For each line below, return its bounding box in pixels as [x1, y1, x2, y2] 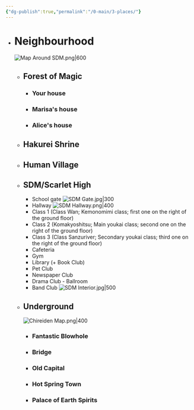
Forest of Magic [23, 71, 82, 81]
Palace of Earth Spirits [31, 396, 98, 404]
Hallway [31, 202, 52, 209]
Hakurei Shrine [23, 139, 79, 149]
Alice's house [31, 121, 72, 129]
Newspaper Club [31, 271, 74, 278]
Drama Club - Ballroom [31, 278, 88, 285]
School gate [31, 196, 62, 203]
